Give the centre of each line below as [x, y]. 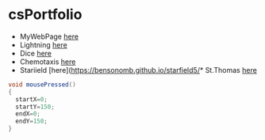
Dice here [36, 53]
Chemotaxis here [48, 62]
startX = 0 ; [31, 99]
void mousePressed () [42, 85]
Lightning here [43, 44]
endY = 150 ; [31, 121]
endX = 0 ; [28, 114]
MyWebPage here [49, 36]
